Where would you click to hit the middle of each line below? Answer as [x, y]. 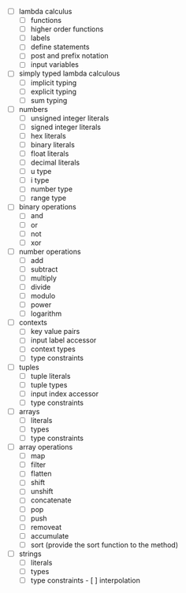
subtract [44, 269]
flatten [41, 474]
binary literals [53, 144]
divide [41, 287]
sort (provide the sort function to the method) [104, 545]
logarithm [46, 313]
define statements [60, 47]
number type [51, 189]
